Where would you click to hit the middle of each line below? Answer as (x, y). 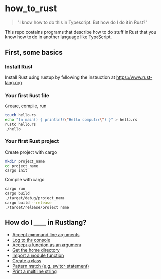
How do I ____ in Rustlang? (46, 223)
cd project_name (22, 166)
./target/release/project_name (37, 207)
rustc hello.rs (21, 124)
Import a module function (38, 255)
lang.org (14, 82)
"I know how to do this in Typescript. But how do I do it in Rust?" (82, 22)
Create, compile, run (26, 106)
